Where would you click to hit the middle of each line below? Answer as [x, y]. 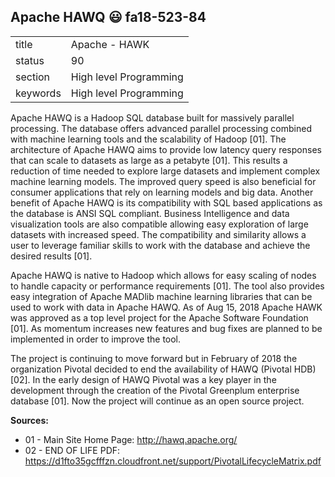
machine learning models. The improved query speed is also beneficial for [163, 181]
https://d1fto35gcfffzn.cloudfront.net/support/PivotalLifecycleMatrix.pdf [173, 461]
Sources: [29, 420]
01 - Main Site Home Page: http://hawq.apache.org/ [131, 439]
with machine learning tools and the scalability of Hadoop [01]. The [148, 139]
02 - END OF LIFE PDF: [72, 450]
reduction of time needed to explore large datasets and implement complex [165, 171]
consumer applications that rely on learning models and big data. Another [162, 192]
